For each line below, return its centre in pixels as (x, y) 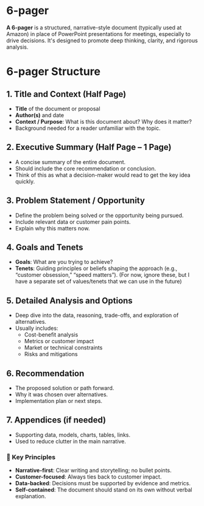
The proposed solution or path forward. (65, 388)
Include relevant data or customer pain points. (73, 222)
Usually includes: (37, 328)
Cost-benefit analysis (51, 335)
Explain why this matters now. (52, 228)
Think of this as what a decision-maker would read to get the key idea (103, 175)
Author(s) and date (40, 115)
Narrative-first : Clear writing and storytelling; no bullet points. (93, 471)
